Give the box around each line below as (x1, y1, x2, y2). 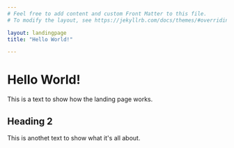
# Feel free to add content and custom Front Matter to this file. (7, 10, 208, 17)
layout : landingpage (7, 29, 68, 36)
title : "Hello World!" (7, 36, 73, 43)
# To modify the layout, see (7, 17, 92, 24)
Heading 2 (7, 115, 54, 127)
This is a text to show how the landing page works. (7, 95, 153, 103)
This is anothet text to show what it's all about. (7, 134, 141, 142)
